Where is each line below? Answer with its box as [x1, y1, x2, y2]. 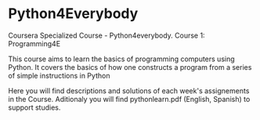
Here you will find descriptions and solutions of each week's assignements [8, 85, 250, 95]
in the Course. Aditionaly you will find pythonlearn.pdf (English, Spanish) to [8, 94, 251, 104]
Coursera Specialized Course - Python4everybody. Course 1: [8, 31, 205, 40]
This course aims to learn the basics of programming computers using [8, 54, 235, 64]
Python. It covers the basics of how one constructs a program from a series [8, 62, 252, 71]
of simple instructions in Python [8, 71, 110, 80]
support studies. [8, 103, 61, 112]
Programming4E [8, 38, 61, 48]
